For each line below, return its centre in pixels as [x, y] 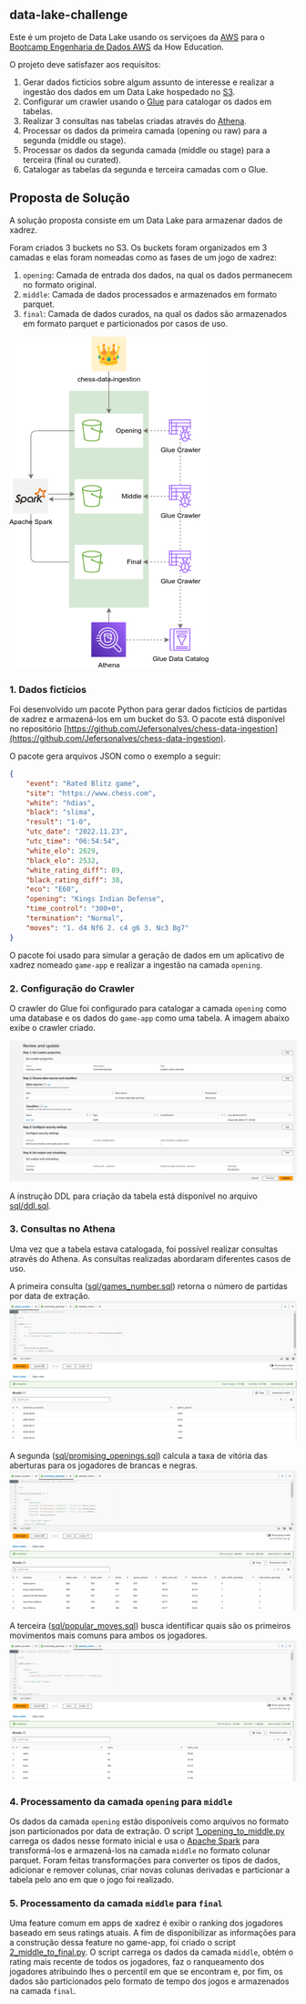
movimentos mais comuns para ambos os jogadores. [108, 1635]
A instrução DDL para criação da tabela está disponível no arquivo [133, 1196]
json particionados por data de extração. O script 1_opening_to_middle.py [147, 1831]
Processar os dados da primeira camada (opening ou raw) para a [145, 131]
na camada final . [43, 1991]
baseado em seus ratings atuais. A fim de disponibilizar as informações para [153, 1933]
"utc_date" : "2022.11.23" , [77, 832]
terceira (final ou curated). [71, 160]
